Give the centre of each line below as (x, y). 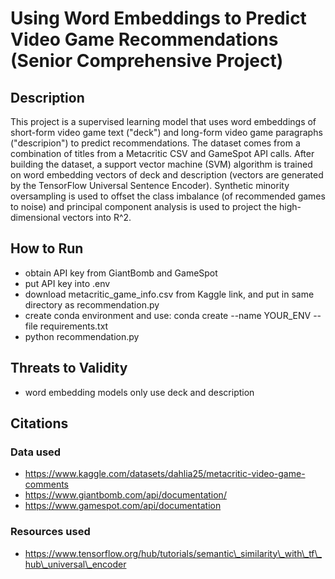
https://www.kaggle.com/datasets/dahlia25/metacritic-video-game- (165, 474)
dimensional (35, 217)
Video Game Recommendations (144, 39)
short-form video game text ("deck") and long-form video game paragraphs (166, 132)
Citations (39, 423)
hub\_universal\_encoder (75, 564)
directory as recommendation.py (92, 304)
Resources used (50, 532)
